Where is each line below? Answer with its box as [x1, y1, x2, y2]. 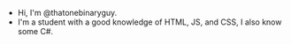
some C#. [17, 26, 54, 36]
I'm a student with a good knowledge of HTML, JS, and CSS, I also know [17, 17, 282, 27]
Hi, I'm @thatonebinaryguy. [17, 8, 118, 18]
